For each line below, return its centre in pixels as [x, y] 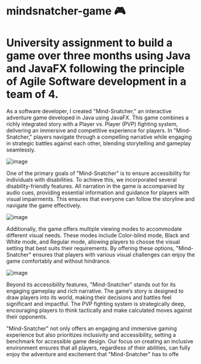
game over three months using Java [98, 56]
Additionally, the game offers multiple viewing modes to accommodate [94, 229]
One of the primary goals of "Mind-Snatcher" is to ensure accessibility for [98, 173]
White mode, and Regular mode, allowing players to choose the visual [93, 242]
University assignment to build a [89, 43]
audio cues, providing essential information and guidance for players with [98, 193]
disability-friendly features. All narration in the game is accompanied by [95, 186]
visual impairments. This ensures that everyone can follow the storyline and [100, 199]
